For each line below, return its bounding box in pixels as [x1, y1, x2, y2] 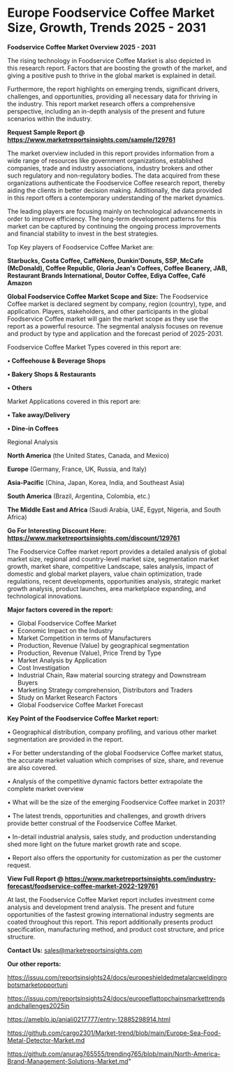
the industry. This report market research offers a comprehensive [7, 99, 196, 108]
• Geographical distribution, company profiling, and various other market [7, 727, 217, 736]
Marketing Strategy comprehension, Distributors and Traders [17, 686, 193, 694]
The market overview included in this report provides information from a [7, 149, 214, 157]
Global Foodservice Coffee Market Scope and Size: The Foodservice [7, 292, 209, 300]
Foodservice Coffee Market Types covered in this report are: [7, 342, 182, 351]
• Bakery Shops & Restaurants [7, 370, 96, 378]
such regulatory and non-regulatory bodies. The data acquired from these [7, 171, 220, 180]
